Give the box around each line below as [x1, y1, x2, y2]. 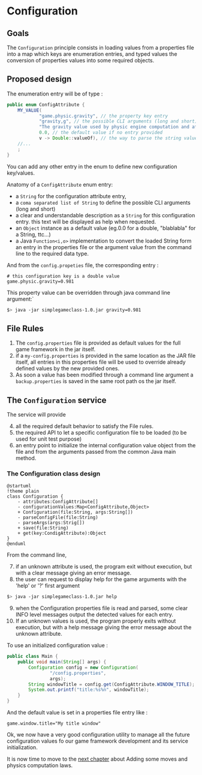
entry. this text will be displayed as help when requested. [15, 218, 156, 225]
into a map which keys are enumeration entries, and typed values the [7, 50, 177, 58]
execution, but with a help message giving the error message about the [15, 624, 192, 631]
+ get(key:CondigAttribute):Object [17, 530, 107, 537]
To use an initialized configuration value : [7, 642, 108, 649]
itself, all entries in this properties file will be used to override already [15, 358, 186, 366]
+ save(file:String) [17, 525, 69, 531]
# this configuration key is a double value [7, 273, 120, 279]
